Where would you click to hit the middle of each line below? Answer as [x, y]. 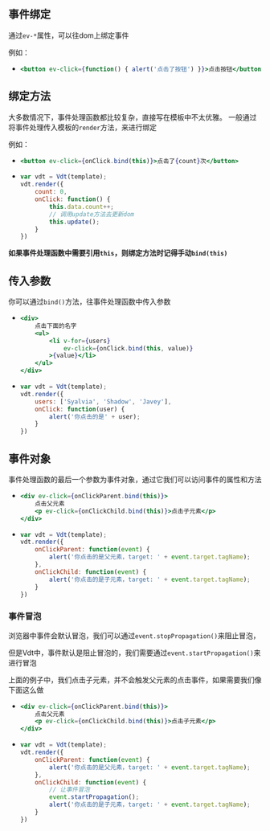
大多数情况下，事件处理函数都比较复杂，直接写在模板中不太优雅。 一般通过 [133, 117]
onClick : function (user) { [80, 409]
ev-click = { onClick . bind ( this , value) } [128, 348]
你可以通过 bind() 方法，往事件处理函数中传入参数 [90, 302]
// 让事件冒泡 [70, 790]
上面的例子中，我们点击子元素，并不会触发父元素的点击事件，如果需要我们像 [135, 680]
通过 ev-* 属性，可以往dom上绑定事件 [69, 35]
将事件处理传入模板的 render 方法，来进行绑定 [82, 127]
